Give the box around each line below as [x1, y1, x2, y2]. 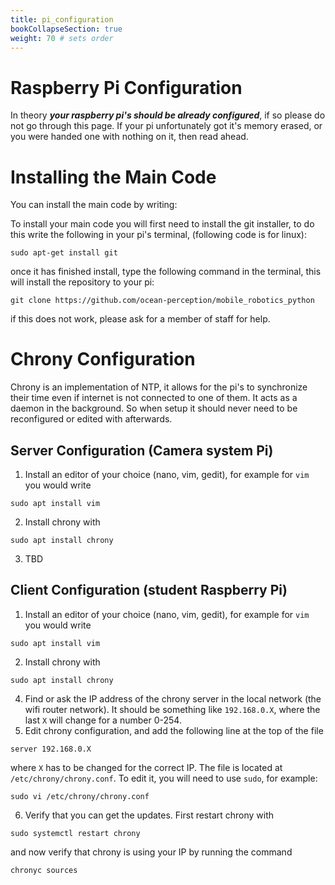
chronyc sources [10, 865, 78, 875]
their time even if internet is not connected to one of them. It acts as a [10, 392, 298, 404]
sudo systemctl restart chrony [10, 828, 141, 838]
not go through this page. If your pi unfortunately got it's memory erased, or [10, 120, 323, 132]
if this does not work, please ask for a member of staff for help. [10, 313, 271, 325]
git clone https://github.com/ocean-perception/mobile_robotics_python [10, 296, 315, 306]
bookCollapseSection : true [10, 24, 123, 34]
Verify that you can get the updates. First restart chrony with [24, 809, 275, 821]
